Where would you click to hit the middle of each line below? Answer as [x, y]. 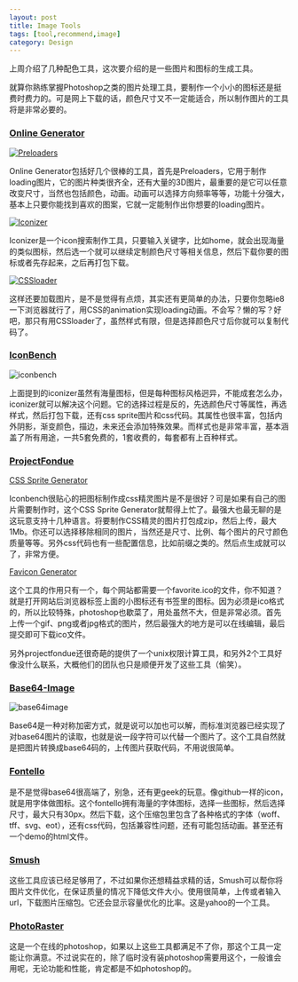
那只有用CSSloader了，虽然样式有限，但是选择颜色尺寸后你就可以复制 [153, 321]
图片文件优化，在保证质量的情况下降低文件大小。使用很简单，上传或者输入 [145, 891]
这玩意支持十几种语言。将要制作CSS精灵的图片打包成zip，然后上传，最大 [143, 521]
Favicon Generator [43, 572]
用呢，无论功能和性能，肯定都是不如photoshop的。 [103, 969]
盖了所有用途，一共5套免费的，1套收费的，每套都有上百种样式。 [125, 437]
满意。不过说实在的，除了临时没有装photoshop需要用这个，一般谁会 [157, 958]
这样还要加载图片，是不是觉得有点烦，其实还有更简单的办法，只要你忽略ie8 [147, 298]
